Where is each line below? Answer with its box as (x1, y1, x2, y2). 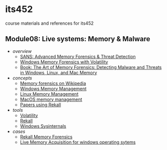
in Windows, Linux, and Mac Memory (20, 69, 97, 76)
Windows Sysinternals (20, 123, 66, 129)
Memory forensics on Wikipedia (20, 80, 87, 86)
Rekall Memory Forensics (20, 133, 73, 139)
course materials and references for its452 (5, 20, 94, 26)
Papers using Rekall (20, 102, 61, 108)
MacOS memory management (20, 96, 82, 102)
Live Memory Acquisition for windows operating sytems (20, 139, 136, 145)
